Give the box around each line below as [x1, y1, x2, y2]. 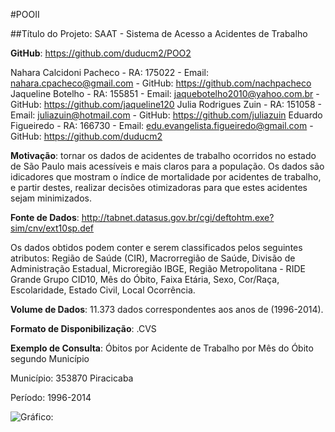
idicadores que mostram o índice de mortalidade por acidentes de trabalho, [10, 171, 322, 183]
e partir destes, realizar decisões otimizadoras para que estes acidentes [10, 182, 308, 193]
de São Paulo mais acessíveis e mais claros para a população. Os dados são [10, 160, 325, 172]
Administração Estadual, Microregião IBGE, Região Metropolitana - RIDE [10, 263, 306, 274]
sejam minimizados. [10, 192, 92, 204]
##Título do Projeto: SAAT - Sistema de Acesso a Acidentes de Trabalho [10, 28, 308, 39]
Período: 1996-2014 [10, 392, 92, 403]
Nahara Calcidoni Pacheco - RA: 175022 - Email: [10, 67, 210, 78]
